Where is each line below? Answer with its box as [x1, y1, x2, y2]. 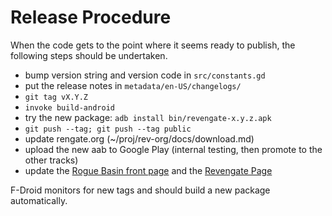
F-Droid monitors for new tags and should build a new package [10, 184, 271, 196]
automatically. [10, 194, 68, 206]
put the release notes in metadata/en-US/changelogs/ [24, 79, 242, 91]
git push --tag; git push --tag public [24, 124, 192, 134]
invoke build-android [24, 102, 115, 113]
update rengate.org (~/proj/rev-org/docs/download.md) [24, 132, 255, 145]
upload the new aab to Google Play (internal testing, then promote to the [24, 143, 323, 155]
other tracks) [24, 154, 79, 166]
